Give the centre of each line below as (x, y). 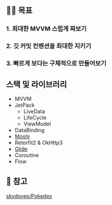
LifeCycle (35, 117)
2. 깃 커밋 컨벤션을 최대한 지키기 (49, 46)
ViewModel (37, 124)
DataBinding (29, 130)
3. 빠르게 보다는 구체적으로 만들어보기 (56, 64)
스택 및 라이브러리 (37, 84)
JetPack (25, 105)
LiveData (34, 111)
